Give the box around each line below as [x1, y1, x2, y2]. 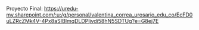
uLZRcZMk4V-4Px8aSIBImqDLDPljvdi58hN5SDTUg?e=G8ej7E [6, 18, 159, 24]
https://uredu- [43, 5, 79, 12]
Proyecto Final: [6, 5, 43, 12]
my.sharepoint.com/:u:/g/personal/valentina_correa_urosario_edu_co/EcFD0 [6, 11, 193, 18]
